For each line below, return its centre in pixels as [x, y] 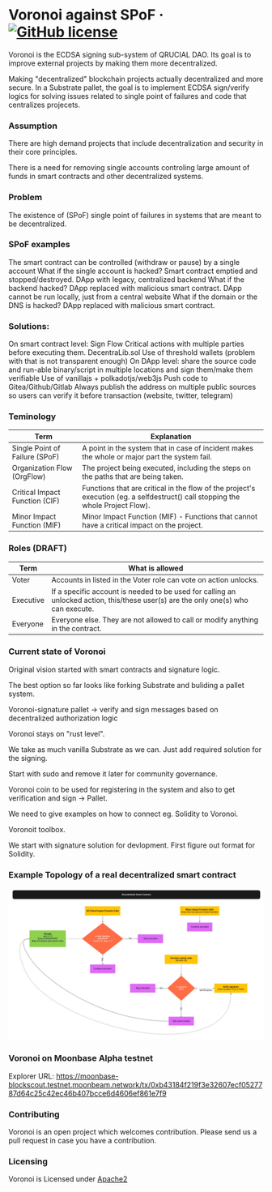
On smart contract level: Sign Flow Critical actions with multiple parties [126, 344]
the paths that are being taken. [133, 476]
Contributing [34, 1114]
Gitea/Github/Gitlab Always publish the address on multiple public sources [132, 387]
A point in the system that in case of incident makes [168, 448]
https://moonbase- [87, 1076]
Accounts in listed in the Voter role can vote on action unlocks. [155, 580]
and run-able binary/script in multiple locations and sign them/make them [131, 370]
